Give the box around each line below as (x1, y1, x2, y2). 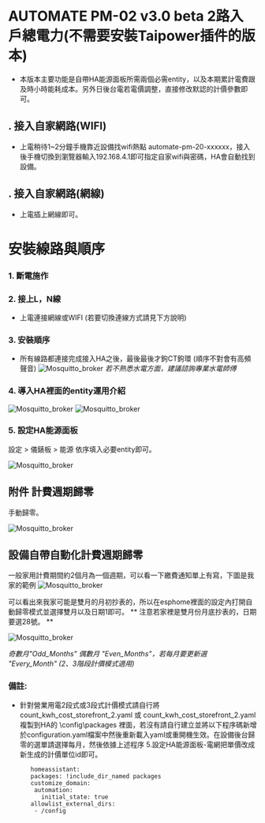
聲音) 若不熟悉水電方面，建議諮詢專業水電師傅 (19, 364, 237, 374)
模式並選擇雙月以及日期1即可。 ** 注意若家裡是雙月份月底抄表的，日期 (28, 607, 257, 617)
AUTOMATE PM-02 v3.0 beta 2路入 (8, 7, 244, 25)
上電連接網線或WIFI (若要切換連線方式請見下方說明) (19, 313, 187, 322)
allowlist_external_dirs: (30, 799, 116, 808)
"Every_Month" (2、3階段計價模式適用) (8, 659, 135, 668)
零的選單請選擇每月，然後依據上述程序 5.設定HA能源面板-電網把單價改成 (19, 739, 256, 749)
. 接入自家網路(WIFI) (8, 119, 107, 133)
